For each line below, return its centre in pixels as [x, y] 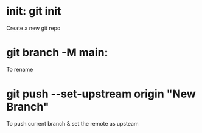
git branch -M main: [57, 53]
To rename [20, 69]
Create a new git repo [33, 28]
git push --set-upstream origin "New [101, 94]
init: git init [34, 11]
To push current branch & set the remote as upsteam [72, 123]
